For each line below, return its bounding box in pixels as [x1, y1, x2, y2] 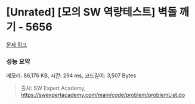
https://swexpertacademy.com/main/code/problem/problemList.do [20, 92, 185, 99]
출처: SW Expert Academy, [20, 84, 86, 92]
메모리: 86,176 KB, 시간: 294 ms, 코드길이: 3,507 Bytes [6, 72, 137, 79]
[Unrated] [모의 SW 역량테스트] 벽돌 [6, 5, 177, 19]
